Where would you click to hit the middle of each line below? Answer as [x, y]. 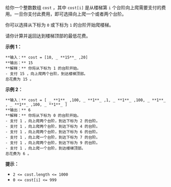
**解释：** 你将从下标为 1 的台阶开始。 [43, 68]
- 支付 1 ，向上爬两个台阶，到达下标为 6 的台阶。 [53, 132]
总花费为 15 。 [20, 79]
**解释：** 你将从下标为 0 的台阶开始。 [43, 116]
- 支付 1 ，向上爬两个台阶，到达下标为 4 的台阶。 [53, 126]
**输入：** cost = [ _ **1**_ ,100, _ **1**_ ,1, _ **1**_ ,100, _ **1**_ [85, 100]
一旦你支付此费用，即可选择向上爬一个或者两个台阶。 [70, 14]
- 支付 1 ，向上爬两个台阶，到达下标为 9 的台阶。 [53, 143]
